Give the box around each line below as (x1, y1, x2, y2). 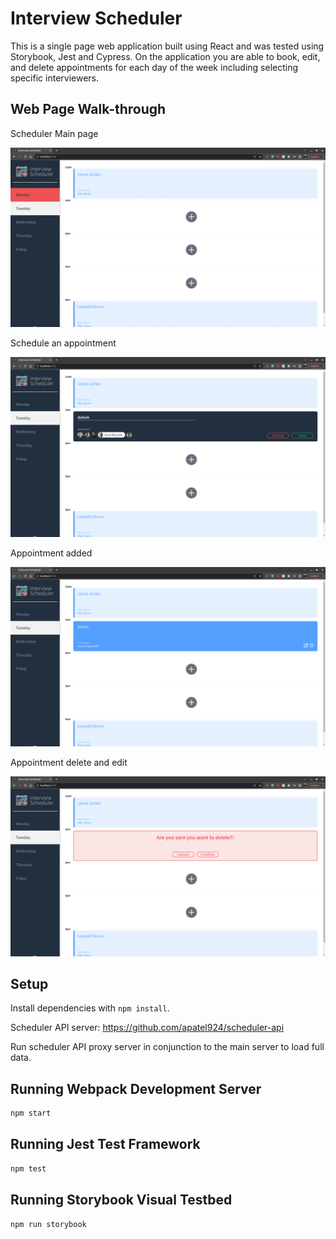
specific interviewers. (10, 72, 100, 84)
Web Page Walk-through (10, 101, 167, 118)
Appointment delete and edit (10, 757, 128, 769)
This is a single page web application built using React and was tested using (10, 40, 325, 52)
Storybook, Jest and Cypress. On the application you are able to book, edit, (10, 50, 321, 62)
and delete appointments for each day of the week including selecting (10, 61, 299, 73)
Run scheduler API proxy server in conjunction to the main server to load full (10, 1041, 325, 1053)
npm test (10, 1163, 47, 1174)
